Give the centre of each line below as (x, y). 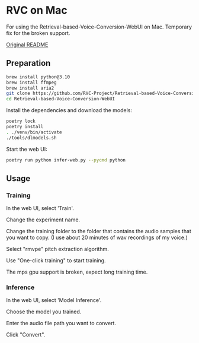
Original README (27, 45)
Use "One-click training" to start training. (56, 261)
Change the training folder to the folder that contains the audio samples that (99, 231)
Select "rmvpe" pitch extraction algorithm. (57, 249)
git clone (18, 93)
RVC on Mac (37, 10)
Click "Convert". (26, 335)
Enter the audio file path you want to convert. (61, 323)
